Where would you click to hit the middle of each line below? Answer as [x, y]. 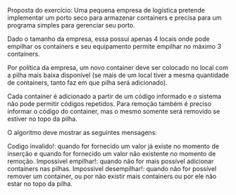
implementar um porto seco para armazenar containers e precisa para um [114, 18]
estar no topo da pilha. [40, 184]
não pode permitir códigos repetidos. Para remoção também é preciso [109, 104]
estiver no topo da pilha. [42, 119]
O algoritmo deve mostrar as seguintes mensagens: [82, 132]
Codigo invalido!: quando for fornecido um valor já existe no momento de [113, 146]
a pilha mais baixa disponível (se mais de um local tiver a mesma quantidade [118, 75]
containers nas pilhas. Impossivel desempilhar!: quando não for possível [112, 169]
